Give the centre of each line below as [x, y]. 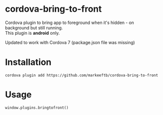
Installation [28, 62]
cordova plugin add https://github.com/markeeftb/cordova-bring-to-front [82, 75]
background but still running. [34, 27]
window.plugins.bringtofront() [37, 108]
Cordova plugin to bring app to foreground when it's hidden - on [70, 23]
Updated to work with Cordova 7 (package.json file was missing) [70, 42]
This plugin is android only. [32, 33]
